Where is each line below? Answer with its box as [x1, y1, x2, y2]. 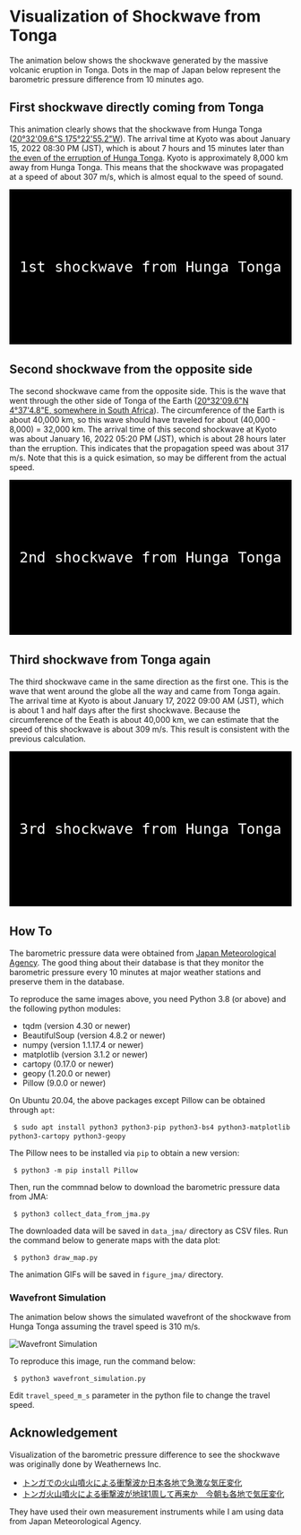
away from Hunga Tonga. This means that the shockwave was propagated [9, 161, 284, 172]
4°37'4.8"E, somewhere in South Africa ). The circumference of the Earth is [9, 405, 285, 416]
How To [9, 924, 53, 939]
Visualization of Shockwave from [9, 6, 262, 27]
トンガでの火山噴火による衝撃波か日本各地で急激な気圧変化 [21, 1477, 243, 1488]
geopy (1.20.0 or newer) [21, 1068, 111, 1078]
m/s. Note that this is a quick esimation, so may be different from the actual [9, 452, 287, 463]
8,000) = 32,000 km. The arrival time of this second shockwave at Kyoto [9, 424, 278, 434]
